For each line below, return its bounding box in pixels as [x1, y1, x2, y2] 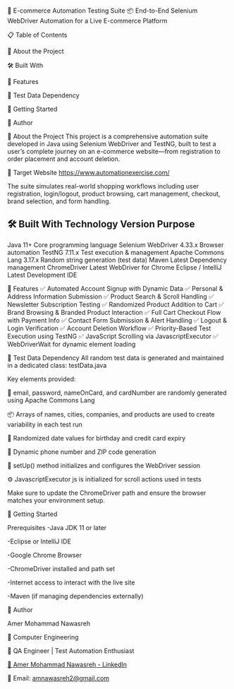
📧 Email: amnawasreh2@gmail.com [7, 673, 110, 682]
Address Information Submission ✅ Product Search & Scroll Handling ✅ [7, 292, 214, 301]
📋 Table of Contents [7, 31, 68, 39]
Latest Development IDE [7, 270, 78, 279]
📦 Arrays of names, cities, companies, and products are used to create [7, 409, 215, 419]
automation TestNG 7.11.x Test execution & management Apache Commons [7, 248, 224, 256]
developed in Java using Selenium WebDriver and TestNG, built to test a [7, 140, 216, 148]
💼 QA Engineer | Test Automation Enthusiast [7, 646, 135, 655]
